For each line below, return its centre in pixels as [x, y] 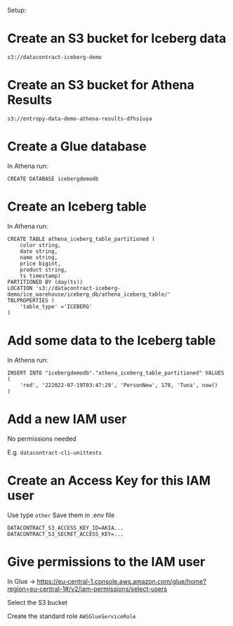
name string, [39, 257]
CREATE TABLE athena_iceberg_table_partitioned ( [81, 239]
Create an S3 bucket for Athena [101, 85]
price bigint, [40, 263]
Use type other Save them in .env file [61, 515]
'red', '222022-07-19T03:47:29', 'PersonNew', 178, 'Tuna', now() [119, 385]
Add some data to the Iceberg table [112, 340]
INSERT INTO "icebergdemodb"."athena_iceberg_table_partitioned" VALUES [116, 373]
